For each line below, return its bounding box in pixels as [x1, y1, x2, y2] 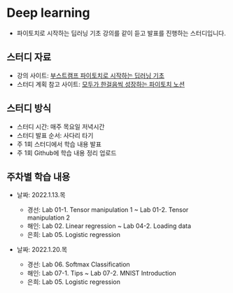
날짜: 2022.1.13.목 [16, 191, 66, 199]
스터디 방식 [6, 103, 52, 115]
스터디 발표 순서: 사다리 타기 [16, 131, 94, 139]
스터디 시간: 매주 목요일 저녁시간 [16, 122, 105, 131]
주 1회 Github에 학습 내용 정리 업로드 [16, 148, 117, 157]
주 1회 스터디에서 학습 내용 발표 [16, 140, 102, 148]
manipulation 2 [27, 213, 71, 222]
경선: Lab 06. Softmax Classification [27, 260, 130, 269]
